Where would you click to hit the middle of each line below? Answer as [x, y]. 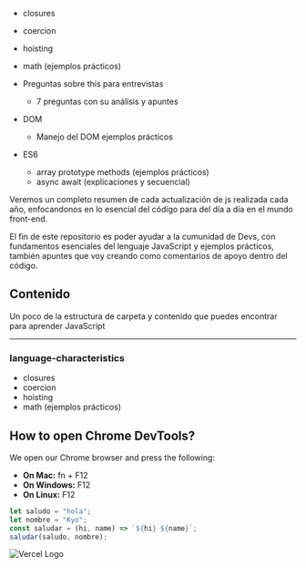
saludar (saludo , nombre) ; [58, 537]
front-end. [29, 219]
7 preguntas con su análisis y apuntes [107, 101]
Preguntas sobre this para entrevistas [93, 84]
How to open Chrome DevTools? [102, 435]
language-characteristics [67, 357]
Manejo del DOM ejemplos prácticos [104, 137]
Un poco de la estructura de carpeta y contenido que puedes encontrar [143, 316]
